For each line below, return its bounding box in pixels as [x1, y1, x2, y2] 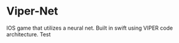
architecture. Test [6, 30, 51, 38]
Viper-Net [6, 4, 58, 18]
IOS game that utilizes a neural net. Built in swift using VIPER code [6, 24, 173, 31]
